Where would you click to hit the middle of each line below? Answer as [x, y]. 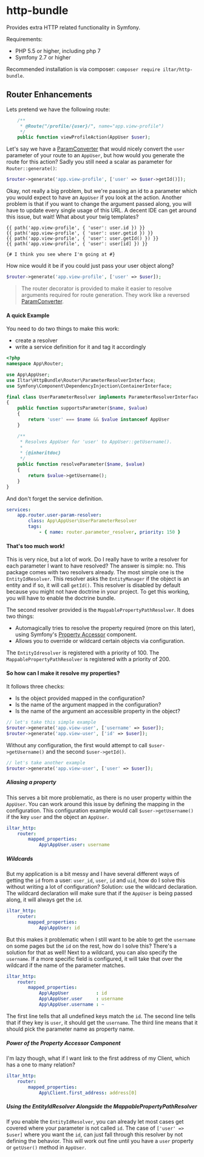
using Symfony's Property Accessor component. [76, 634]
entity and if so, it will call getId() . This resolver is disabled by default [93, 585]
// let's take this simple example [51, 722]
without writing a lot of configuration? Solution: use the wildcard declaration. [102, 887]
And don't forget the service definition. [55, 498]
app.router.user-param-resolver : [59, 515]
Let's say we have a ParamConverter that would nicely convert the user [96, 149]
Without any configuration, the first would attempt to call [77, 745]
